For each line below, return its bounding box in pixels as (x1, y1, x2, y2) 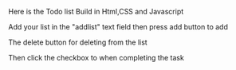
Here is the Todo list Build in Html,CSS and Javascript (8, 7, 184, 16)
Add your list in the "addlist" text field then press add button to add (8, 22, 229, 31)
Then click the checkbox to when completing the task (8, 53, 185, 62)
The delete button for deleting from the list (8, 37, 147, 47)
